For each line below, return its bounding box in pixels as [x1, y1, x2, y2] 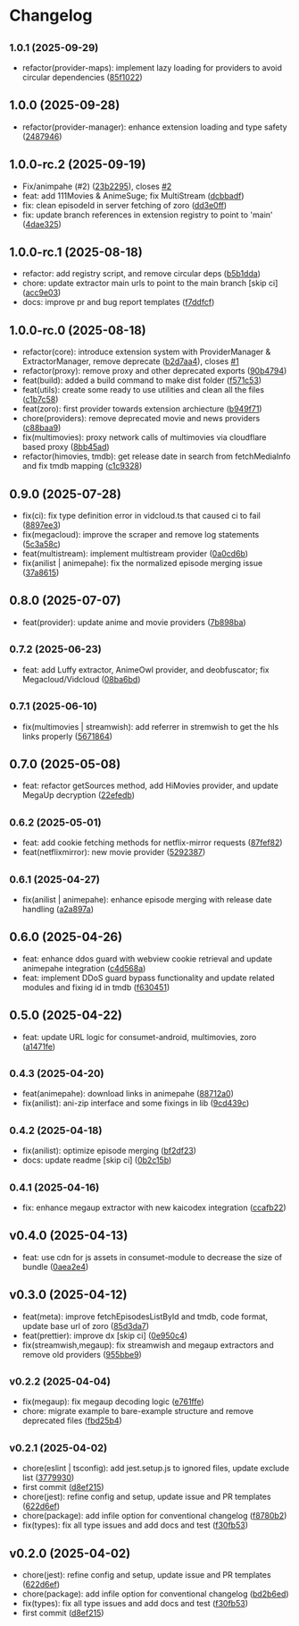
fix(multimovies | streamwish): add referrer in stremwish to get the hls [21, 721, 279, 732]
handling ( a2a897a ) [21, 903, 95, 914]
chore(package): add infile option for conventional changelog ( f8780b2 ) [21, 1511, 287, 1521]
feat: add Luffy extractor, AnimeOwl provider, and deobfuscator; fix [21, 664, 270, 675]
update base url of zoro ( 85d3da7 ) [21, 1320, 150, 1331]
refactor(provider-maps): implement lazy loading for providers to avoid [21, 63, 283, 72]
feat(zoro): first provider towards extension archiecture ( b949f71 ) [21, 403, 262, 414]
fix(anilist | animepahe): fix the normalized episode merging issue [21, 558, 263, 569]
